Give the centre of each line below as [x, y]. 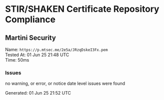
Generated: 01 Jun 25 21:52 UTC [38, 93]
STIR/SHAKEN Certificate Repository [82, 9]
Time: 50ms [17, 60]
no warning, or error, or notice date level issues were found [65, 83]
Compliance [30, 19]
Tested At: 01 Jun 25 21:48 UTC [37, 55]
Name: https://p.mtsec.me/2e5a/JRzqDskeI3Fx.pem [57, 50]
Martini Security [31, 38]
